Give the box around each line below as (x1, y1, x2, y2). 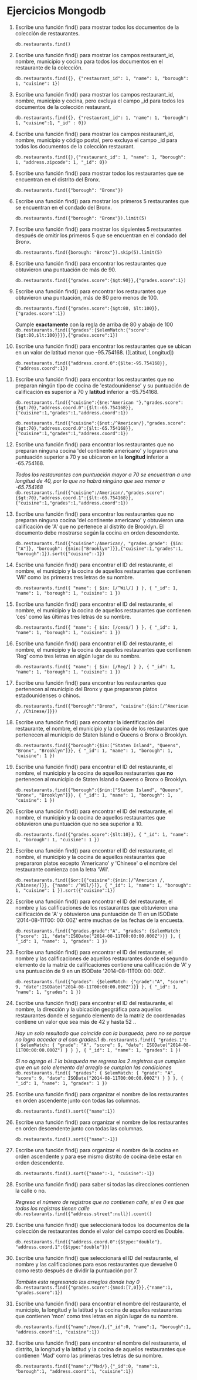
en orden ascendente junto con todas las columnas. (15, 1097, 141, 1104)
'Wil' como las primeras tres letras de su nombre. (15, 573, 134, 580)
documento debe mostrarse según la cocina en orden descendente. (15, 529, 180, 536)
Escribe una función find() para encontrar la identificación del (15, 718, 164, 725)
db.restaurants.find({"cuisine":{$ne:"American (15, 399, 134, 406)
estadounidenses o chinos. (15, 692, 81, 699)
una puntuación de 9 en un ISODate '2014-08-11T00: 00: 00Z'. (15, 967, 166, 974)
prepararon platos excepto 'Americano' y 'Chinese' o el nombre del (15, 860, 178, 867)
